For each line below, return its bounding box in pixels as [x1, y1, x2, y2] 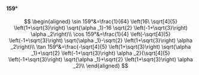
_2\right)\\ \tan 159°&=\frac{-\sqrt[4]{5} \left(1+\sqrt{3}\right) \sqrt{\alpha [10, 43, 191, 51]
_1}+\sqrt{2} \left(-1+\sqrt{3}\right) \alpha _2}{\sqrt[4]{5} [31, 49, 171, 57]
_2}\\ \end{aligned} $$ [73, 62, 129, 70]
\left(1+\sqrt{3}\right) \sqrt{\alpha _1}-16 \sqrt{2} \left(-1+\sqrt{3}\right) [14, 24, 188, 32]
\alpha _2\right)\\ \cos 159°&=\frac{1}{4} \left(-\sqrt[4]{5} [31, 30, 171, 38]
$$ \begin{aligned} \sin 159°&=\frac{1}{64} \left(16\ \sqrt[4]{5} [23, 18, 178, 25]
